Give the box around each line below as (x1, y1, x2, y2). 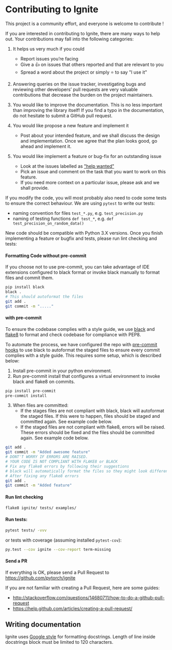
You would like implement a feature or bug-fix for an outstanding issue (12, 153, 162, 159)
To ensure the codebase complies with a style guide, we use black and (5, 326, 155, 332)
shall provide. (20, 185, 49, 191)
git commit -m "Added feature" (5, 483, 72, 488)
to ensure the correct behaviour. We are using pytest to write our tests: (5, 200, 155, 206)
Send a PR (5, 557, 28, 564)
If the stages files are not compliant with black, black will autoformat (20, 408, 165, 414)
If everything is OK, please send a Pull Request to (5, 569, 110, 575)
